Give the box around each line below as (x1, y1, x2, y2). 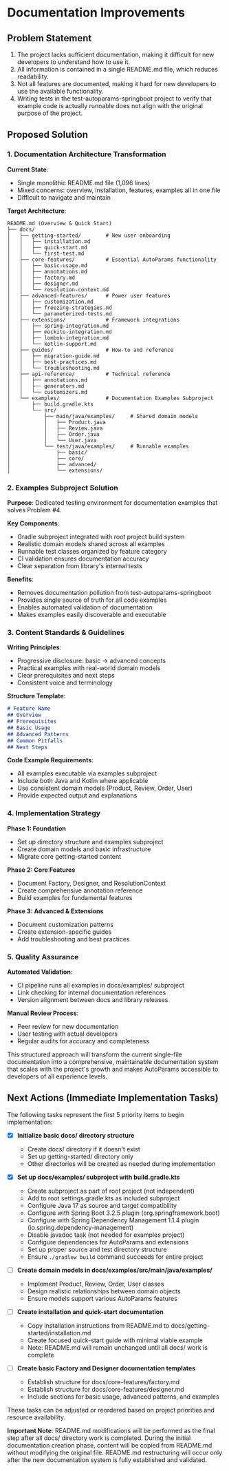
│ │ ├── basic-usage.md (7, 262, 88, 269)
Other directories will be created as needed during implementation (27, 1159, 216, 1168)
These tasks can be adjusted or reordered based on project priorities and (7, 1406, 215, 1415)
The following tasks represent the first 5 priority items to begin (7, 1110, 184, 1118)
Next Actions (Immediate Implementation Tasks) (7, 1092, 219, 1104)
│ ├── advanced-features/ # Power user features (7, 292, 171, 299)
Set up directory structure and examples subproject (17, 837, 164, 846)
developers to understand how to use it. (17, 58, 131, 66)
